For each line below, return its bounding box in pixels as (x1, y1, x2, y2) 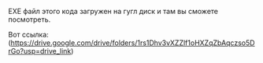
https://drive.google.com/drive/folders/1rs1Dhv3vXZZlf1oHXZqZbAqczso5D (10, 38, 255, 47)
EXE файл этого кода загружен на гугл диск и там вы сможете (8, 7, 219, 16)
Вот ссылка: (8, 30, 49, 39)
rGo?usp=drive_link (8, 47, 72, 55)
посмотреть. (8, 15, 51, 24)
